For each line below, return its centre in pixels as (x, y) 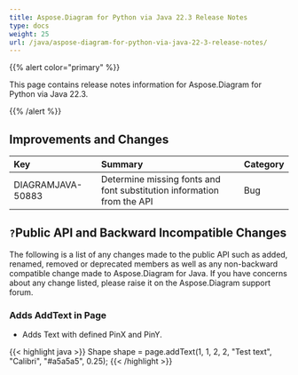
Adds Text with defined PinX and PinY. (92, 335)
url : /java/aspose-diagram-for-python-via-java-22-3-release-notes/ (138, 42)
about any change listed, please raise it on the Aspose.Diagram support (140, 283)
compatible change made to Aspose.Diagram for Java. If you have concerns (149, 273)
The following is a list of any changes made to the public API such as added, (149, 254)
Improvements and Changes (89, 139)
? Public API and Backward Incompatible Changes (148, 233)
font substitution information (160, 190)
